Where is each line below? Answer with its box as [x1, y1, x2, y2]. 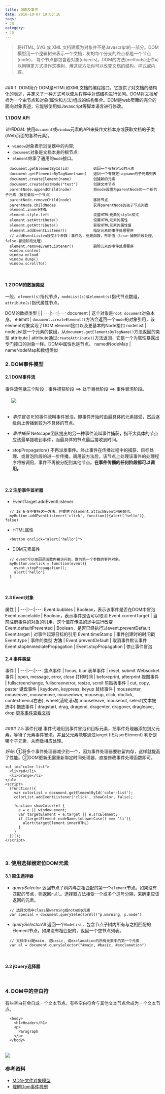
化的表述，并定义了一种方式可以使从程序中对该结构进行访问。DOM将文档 [5, 91, 154, 97]
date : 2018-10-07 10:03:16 [5, 12, 61, 17]
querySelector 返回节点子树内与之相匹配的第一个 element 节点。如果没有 [12, 885, 157, 891]
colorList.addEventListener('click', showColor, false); [14, 795, 133, 800]
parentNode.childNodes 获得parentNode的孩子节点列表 [9, 203, 149, 208]
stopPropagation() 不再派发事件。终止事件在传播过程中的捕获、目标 [12, 447, 150, 453]
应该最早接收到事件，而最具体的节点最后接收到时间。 [12, 436, 121, 442]
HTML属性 [12, 527, 33, 533]
